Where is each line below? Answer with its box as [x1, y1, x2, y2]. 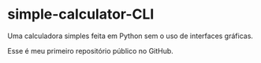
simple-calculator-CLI [7, 5, 155, 23]
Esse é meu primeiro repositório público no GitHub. [7, 46, 174, 55]
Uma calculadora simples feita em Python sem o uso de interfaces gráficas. [7, 31, 254, 40]
